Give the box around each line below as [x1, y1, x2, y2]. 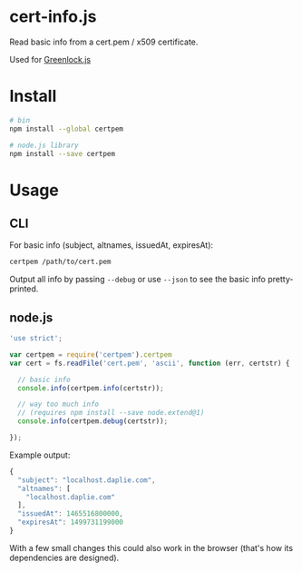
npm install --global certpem [9, 124, 124, 133]
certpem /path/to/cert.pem [9, 257, 112, 267]
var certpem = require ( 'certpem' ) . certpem [9, 350, 172, 360]
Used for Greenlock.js [9, 54, 92, 64]
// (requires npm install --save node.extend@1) [17, 409, 205, 418]
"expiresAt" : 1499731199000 [17, 518, 124, 528]
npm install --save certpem [9, 149, 116, 158]
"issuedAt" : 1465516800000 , [17, 509, 124, 518]
